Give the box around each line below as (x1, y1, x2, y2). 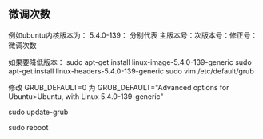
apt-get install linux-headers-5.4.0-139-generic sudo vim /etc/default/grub (8, 66, 254, 76)
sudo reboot (8, 122, 49, 132)
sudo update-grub (8, 107, 69, 117)
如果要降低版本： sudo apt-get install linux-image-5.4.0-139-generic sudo (8, 57, 252, 66)
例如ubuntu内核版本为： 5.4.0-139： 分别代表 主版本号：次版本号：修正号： (8, 30, 258, 40)
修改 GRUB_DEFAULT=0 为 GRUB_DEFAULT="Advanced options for (8, 82, 229, 92)
